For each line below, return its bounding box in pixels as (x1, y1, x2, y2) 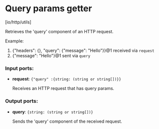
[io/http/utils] (5, 19, 32, 25)
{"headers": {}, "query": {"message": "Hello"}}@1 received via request (12, 47, 155, 53)
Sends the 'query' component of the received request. (12, 118, 123, 124)
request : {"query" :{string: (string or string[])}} (12, 76, 121, 82)
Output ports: (5, 98, 38, 105)
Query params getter (5, 3, 92, 14)
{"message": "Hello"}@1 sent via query (12, 52, 91, 59)
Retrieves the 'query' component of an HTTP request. (5, 28, 114, 34)
